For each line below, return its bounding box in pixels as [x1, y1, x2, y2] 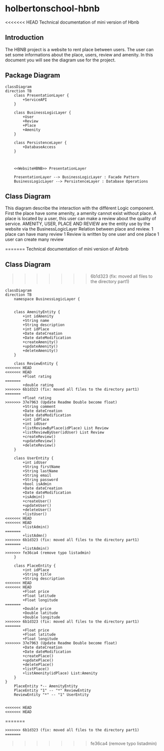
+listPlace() [23, 666, 50, 671]
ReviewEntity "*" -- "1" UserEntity [14, 693, 89, 697]
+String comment [23, 404, 56, 409]
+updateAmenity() [23, 344, 58, 349]
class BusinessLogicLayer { [14, 110, 71, 115]
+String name [23, 318, 50, 323]
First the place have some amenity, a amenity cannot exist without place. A [5, 210, 157, 216]
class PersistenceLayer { [14, 140, 67, 145]
